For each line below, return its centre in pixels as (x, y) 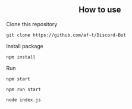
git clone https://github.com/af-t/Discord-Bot (66, 35)
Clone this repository (32, 24)
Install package (25, 46)
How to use (100, 10)
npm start (18, 79)
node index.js (24, 100)
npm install (21, 57)
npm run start (24, 89)
